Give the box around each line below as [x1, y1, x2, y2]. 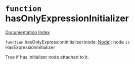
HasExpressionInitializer [5, 44, 56, 50]
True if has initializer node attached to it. [5, 54, 89, 60]
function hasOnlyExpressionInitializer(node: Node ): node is [5, 39, 130, 45]
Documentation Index [5, 29, 50, 35]
